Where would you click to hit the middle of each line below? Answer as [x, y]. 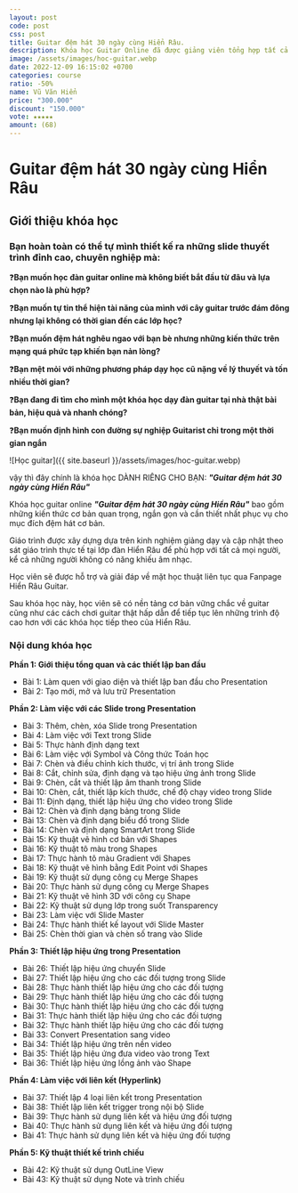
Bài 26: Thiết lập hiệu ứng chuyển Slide [94, 969]
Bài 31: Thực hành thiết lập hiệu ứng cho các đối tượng [122, 1016]
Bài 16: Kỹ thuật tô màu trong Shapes [89, 849]
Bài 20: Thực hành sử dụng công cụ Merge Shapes [115, 887]
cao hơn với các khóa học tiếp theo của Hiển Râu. [100, 622]
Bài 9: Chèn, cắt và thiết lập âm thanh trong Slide [112, 783]
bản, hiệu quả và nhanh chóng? [68, 412]
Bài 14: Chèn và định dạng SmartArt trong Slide [109, 830]
